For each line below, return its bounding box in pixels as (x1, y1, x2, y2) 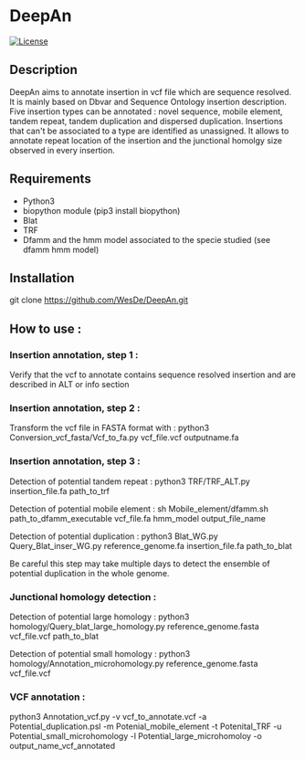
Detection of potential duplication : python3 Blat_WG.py (9, 531, 219, 542)
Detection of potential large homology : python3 (9, 611, 190, 622)
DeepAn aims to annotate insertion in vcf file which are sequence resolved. (9, 86, 292, 97)
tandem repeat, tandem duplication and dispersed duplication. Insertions (9, 115, 283, 126)
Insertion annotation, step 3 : (9, 455, 141, 468)
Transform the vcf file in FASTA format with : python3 (9, 422, 210, 434)
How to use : (9, 321, 82, 336)
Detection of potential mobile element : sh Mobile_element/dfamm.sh (9, 503, 269, 514)
